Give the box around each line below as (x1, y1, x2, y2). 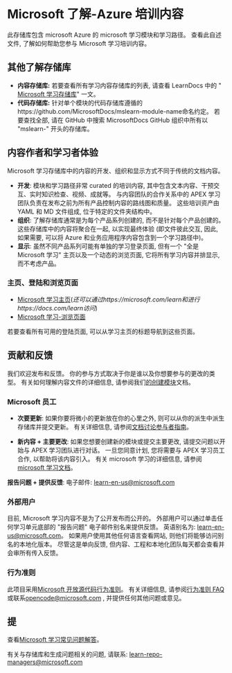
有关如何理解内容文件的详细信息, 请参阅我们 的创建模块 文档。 (20, 378, 195, 386)
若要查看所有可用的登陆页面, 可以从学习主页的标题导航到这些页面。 (7, 327, 199, 335)
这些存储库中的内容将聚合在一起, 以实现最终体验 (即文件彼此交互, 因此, (17, 225, 218, 233)
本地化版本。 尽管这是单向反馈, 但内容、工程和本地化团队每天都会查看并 (19, 540, 225, 548)
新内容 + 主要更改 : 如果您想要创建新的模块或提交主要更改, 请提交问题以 (17, 437, 220, 446)
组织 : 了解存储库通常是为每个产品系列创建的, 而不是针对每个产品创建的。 (17, 216, 225, 224)
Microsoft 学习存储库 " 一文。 (17, 89, 100, 98)
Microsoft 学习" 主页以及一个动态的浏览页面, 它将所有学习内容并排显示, (17, 250, 220, 259)
